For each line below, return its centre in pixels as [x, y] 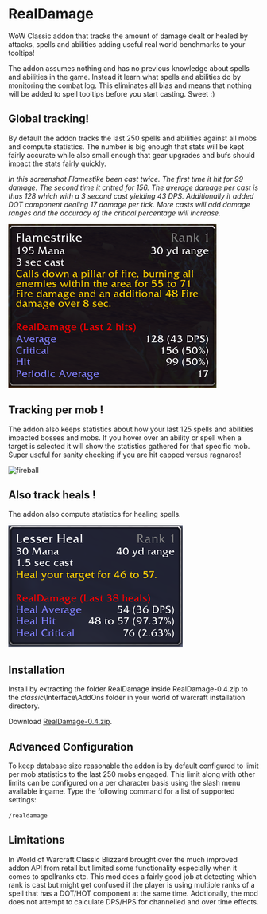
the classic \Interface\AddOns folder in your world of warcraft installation [127, 698]
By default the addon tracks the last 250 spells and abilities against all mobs [132, 138]
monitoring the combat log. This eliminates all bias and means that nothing [130, 85]
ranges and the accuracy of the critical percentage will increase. [114, 213]
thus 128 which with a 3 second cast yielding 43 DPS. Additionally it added [131, 195]
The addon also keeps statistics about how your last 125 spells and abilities [131, 429]
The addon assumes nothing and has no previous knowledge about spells [129, 68]
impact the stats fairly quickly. [58, 163]
